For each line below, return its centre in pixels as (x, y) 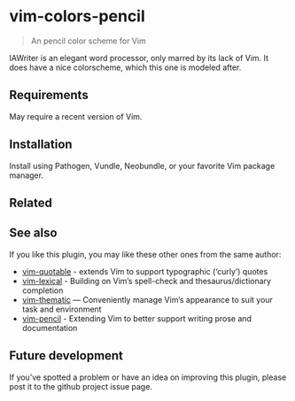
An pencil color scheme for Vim (88, 41)
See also (33, 233)
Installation (41, 145)
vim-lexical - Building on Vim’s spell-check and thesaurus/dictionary (147, 281)
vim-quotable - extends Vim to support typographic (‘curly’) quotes (145, 271)
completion (43, 290)
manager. (27, 175)
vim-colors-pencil (78, 16)
